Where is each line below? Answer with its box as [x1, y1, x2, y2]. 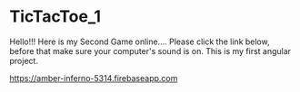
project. [9, 55, 39, 66]
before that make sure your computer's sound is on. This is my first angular [9, 45, 292, 56]
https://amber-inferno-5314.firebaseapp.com [9, 72, 178, 83]
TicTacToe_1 [9, 6, 102, 27]
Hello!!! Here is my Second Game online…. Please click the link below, [9, 36, 270, 47]
